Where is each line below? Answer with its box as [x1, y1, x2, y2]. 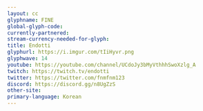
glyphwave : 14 [7, 55, 48, 62]
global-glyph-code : [7, 23, 64, 30]
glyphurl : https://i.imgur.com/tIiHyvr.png [7, 49, 135, 56]
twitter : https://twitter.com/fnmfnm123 [7, 74, 126, 81]
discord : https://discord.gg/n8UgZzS [7, 81, 116, 88]
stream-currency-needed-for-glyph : [7, 36, 110, 43]
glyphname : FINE [7, 17, 54, 23]
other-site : [7, 87, 41, 94]
